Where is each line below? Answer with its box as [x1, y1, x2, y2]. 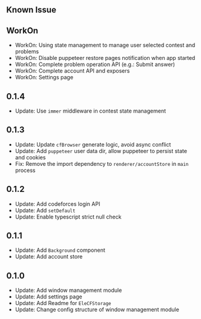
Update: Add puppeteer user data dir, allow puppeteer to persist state [15, 147, 188, 154]
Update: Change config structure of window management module [15, 306, 180, 314]
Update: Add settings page [15, 293, 83, 300]
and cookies [15, 154, 46, 161]
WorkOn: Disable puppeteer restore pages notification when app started [15, 54, 196, 62]
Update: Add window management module [15, 287, 122, 294]
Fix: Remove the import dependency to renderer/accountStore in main [15, 160, 189, 167]
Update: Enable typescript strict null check [15, 213, 122, 220]
